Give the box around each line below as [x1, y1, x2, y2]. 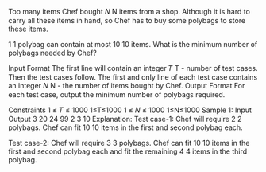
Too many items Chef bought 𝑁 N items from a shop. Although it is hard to [8, 7, 250, 16]
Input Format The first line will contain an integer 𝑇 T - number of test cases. [8, 64, 258, 72]
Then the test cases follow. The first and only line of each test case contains [8, 72, 258, 82]
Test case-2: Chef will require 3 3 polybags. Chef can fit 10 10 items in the [8, 139, 250, 147]
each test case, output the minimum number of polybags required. [8, 90, 226, 99]
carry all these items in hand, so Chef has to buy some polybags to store [8, 16, 246, 25]
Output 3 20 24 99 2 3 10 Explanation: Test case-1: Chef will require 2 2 [8, 115, 242, 123]
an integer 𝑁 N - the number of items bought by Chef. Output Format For [8, 81, 245, 90]
